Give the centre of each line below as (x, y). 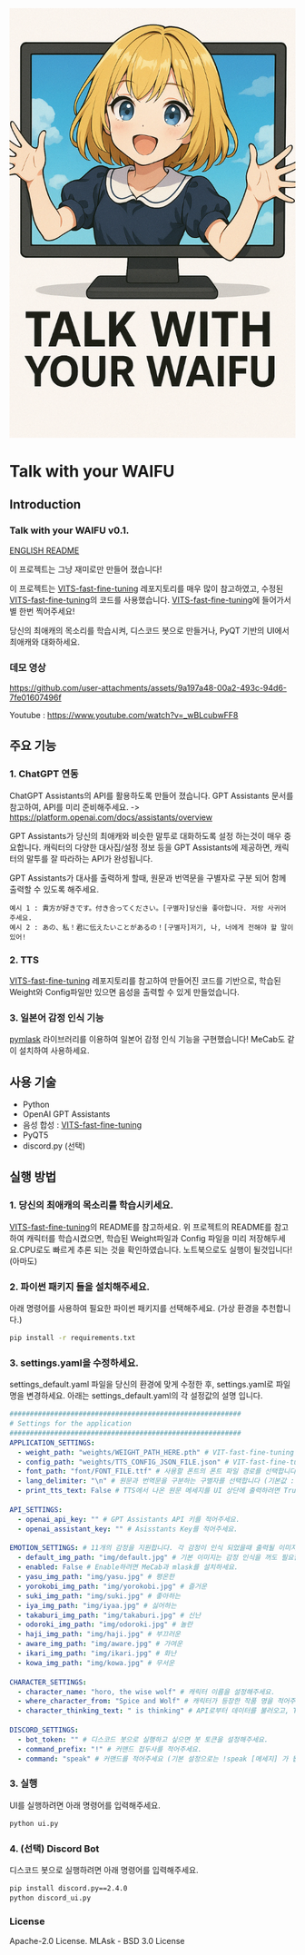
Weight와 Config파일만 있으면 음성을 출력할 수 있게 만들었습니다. (125, 992)
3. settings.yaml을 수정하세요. (74, 1363)
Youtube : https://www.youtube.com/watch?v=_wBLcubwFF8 (124, 715)
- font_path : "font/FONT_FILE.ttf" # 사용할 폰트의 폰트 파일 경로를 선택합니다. (159, 1471)
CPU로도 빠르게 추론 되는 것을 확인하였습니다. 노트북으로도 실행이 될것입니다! (156, 1249)
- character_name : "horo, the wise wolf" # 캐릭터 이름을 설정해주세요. (146, 1692)
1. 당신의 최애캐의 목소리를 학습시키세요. (92, 1205)
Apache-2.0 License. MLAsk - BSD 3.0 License (97, 1941)
